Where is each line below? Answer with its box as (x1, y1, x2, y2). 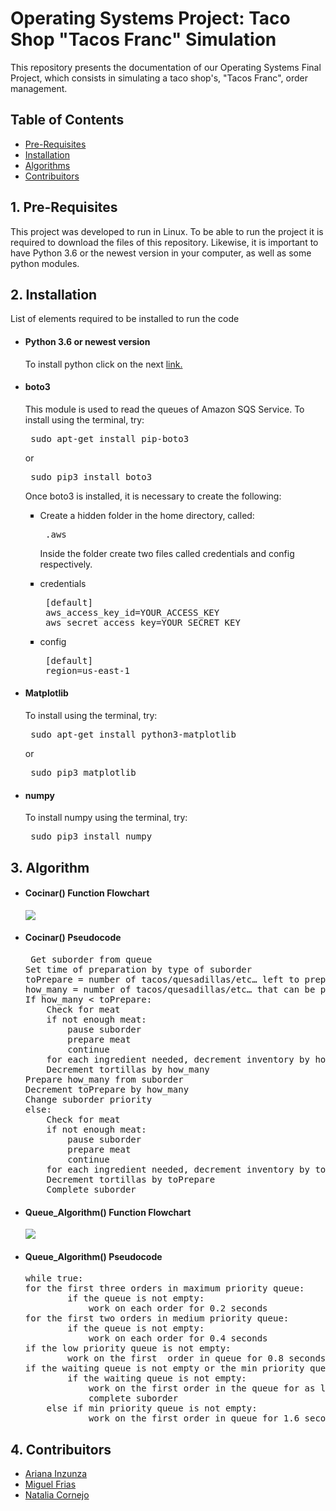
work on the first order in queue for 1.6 (88, 1413, 300, 1424)
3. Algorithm (10, 859, 90, 876)
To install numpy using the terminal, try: (24, 812, 188, 824)
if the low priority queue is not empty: (24, 1343, 232, 1354)
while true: (24, 1273, 84, 1284)
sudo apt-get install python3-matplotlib (30, 728, 237, 740)
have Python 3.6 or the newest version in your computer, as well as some (10, 247, 312, 259)
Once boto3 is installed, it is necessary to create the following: (24, 490, 282, 502)
